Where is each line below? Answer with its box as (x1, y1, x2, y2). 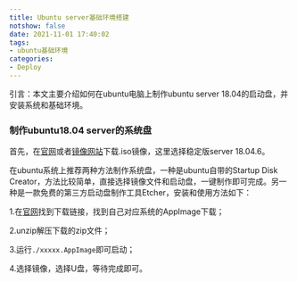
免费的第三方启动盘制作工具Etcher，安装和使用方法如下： (39, 187, 252, 198)
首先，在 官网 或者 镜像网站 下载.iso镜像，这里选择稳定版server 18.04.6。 (9, 146, 270, 157)
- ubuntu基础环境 (9, 46, 69, 55)
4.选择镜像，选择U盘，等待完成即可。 (9, 263, 148, 274)
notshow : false (9, 21, 66, 30)
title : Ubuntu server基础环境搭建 (9, 12, 129, 22)
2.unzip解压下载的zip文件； (9, 225, 111, 236)
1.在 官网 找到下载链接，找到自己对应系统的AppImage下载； (9, 206, 225, 217)
